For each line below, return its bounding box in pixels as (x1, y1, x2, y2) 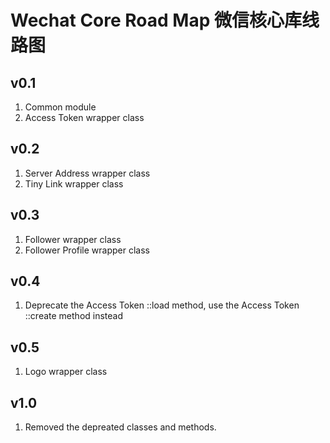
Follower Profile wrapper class (24, 244, 150, 256)
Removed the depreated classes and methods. (24, 421, 217, 433)
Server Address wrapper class (24, 167, 151, 179)
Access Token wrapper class (24, 112, 145, 123)
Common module (24, 101, 97, 113)
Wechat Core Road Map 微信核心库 (10, 9, 302, 32)
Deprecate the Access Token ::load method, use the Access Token (24, 299, 300, 311)
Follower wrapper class (24, 233, 122, 245)
